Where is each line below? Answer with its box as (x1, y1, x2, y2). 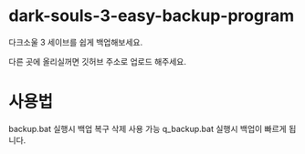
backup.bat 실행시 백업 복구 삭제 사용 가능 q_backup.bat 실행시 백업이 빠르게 (8, 123, 287, 134)
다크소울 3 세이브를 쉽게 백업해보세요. (8, 36, 143, 47)
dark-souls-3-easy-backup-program (8, 5, 295, 26)
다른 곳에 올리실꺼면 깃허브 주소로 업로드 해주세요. (8, 56, 187, 67)
